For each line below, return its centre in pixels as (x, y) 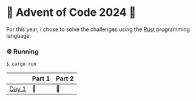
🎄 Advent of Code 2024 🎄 (71, 12)
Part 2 (65, 78)
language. (19, 35)
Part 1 (41, 78)
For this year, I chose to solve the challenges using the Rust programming (98, 29)
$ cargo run (21, 64)
